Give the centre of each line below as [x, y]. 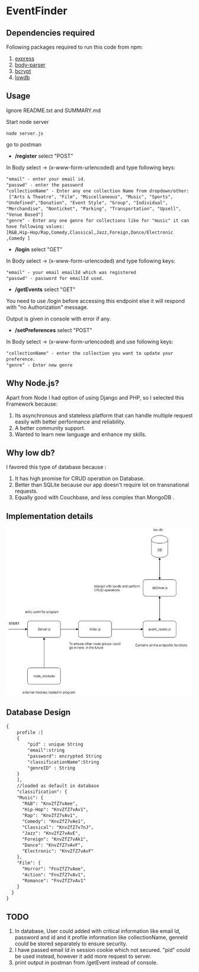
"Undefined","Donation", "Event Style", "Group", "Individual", [87, 203]
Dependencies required [50, 33]
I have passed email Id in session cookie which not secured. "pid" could [102, 950]
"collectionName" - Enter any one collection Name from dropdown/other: [98, 191]
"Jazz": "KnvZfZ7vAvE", [51, 834]
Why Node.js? [33, 383]
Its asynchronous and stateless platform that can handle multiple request [104, 415]
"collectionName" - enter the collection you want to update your [90, 353]
